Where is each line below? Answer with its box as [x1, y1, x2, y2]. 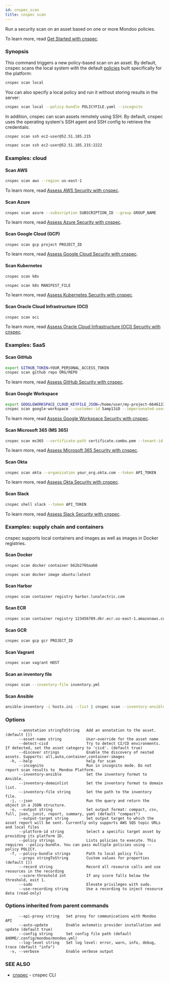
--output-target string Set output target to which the [18, 816, 154, 821]
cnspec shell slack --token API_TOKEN [5, 502, 87, 507]
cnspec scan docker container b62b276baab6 [5, 563, 98, 568]
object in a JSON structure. [5, 802, 66, 808]
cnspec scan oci [5, 315, 39, 320]
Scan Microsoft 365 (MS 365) [5, 427, 68, 433]
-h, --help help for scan [10, 759, 116, 764]
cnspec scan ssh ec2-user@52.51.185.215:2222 [5, 143, 102, 148]
